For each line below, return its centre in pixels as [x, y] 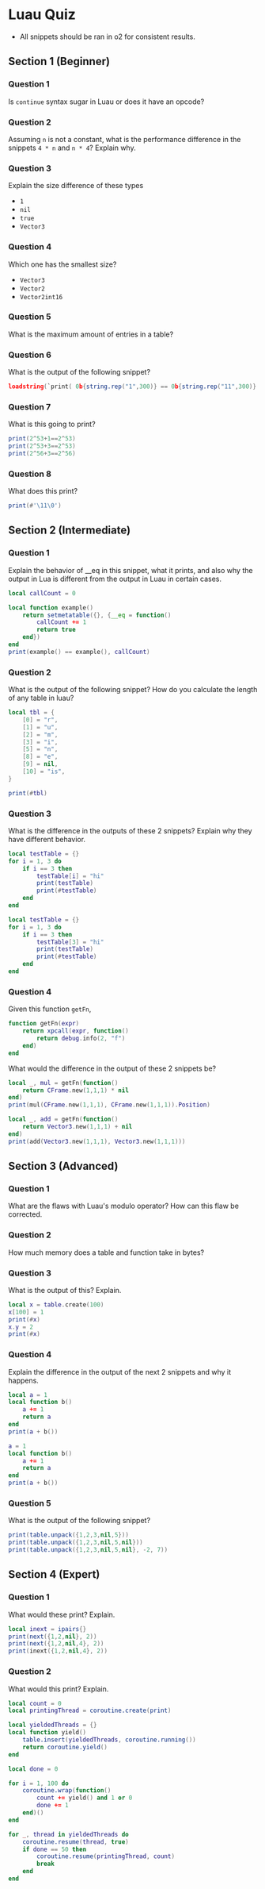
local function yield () [47, 1733]
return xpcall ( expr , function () [76, 1031]
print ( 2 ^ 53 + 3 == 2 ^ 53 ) [42, 446]
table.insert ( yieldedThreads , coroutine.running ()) [109, 1740]
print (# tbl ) [28, 793]
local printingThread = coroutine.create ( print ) [90, 1711]
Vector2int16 [41, 297]
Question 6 [30, 355]
